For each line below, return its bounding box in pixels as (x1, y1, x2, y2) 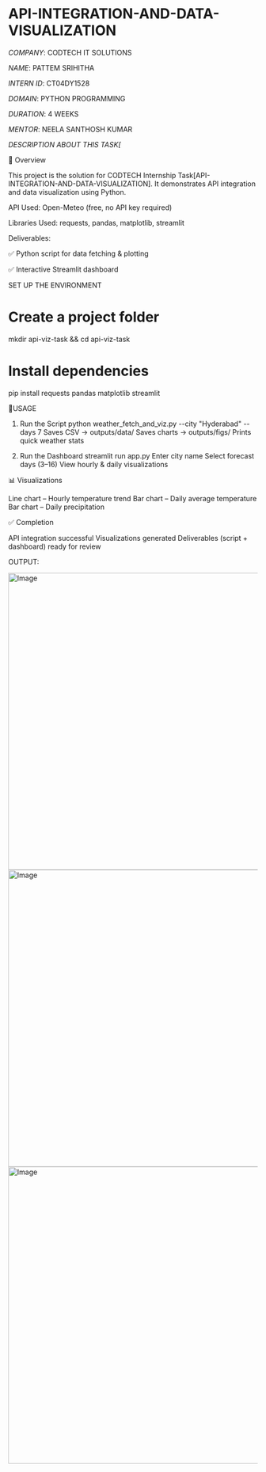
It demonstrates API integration (154, 179, 256, 188)
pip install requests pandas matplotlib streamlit (8, 388, 161, 397)
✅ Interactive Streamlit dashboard (8, 264, 119, 274)
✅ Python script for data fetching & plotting (8, 249, 149, 258)
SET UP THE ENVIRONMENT (8, 280, 102, 290)
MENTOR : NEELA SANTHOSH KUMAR (8, 124, 133, 134)
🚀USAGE (8, 403, 37, 413)
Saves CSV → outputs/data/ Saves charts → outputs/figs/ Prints (43, 427, 252, 436)
